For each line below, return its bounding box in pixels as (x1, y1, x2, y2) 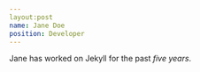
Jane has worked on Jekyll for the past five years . (9, 54, 192, 64)
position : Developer (9, 29, 86, 38)
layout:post (9, 12, 53, 22)
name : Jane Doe (9, 21, 65, 30)
